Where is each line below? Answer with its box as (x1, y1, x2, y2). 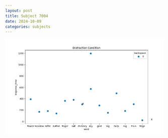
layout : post (5, 8, 33, 13)
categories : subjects (5, 24, 51, 29)
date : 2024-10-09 (5, 19, 42, 24)
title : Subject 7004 (5, 13, 49, 19)
